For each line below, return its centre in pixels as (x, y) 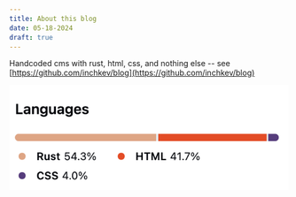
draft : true (31, 37)
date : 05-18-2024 (41, 28)
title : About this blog (53, 19)
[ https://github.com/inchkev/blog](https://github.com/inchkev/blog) (132, 73)
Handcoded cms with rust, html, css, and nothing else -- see (120, 64)
